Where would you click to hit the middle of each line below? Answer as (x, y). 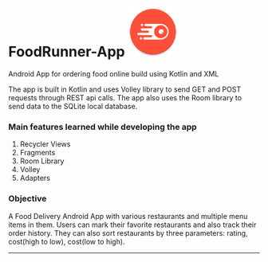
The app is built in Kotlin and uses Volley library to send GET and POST (125, 89)
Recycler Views (45, 144)
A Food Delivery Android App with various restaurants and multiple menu (128, 216)
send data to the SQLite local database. (73, 106)
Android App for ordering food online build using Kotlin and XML (114, 73)
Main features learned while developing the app (102, 127)
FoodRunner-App (67, 52)
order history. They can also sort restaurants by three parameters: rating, (128, 233)
